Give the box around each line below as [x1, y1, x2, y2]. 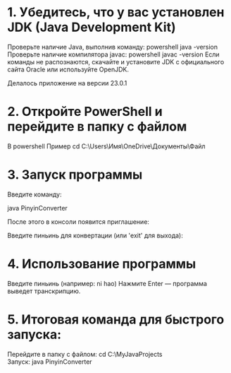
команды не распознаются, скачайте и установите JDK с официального [7, 57, 225, 66]
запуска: [7, 326, 62, 343]
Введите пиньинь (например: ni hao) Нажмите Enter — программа [7, 279, 208, 288]
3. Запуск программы [7, 167, 143, 183]
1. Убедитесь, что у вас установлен [7, 4, 225, 20]
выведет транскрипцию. [7, 287, 81, 295]
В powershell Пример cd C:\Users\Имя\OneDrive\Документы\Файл [7, 142, 206, 150]
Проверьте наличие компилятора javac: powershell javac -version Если [7, 50, 220, 59]
